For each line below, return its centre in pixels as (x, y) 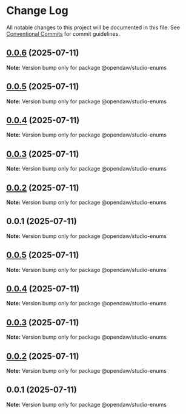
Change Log (37, 11)
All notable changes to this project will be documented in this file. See (93, 27)
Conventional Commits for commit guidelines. (63, 33)
